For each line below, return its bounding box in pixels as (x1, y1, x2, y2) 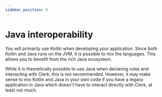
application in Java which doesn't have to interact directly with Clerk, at (5, 81, 152, 87)
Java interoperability (5, 28, 93, 40)
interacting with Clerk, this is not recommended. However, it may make (5, 71, 151, 77)
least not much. (5, 87, 37, 93)
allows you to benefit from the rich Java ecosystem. (5, 56, 112, 62)
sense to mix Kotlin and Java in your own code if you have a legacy (5, 76, 143, 82)
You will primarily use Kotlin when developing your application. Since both (5, 45, 157, 51)
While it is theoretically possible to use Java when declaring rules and (5, 65, 149, 71)
